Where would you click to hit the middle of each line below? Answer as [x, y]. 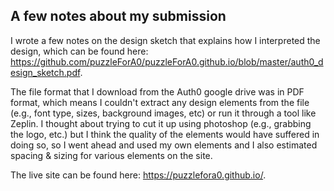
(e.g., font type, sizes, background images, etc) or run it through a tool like [163, 113]
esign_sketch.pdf [45, 72]
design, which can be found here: [79, 51]
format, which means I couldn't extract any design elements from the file [160, 102]
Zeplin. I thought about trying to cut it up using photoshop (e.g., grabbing [161, 123]
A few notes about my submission [118, 16]
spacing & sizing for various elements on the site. [111, 155]
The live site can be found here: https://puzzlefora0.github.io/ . [138, 175]
